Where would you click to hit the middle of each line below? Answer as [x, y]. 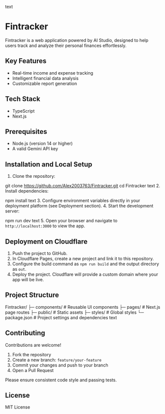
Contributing [25, 333]
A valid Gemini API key [35, 149]
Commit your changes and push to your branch [60, 365]
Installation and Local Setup [49, 164]
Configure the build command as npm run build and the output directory [85, 264]
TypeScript [23, 111]
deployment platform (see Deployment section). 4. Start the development [79, 206]
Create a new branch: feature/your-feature [57, 360]
